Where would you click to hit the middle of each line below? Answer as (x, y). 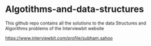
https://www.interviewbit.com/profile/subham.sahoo (59, 38)
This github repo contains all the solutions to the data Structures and (76, 23)
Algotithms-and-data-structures (74, 9)
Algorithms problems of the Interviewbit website (55, 28)
